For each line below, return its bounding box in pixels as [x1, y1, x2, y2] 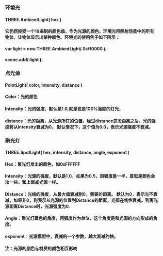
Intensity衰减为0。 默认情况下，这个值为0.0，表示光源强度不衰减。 [17, 124, 153, 129]
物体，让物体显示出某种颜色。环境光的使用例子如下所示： [5, 34, 120, 40]
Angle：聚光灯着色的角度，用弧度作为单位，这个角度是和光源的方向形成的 [5, 215, 154, 221]
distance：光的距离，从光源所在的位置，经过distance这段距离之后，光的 [5, 118, 152, 124]
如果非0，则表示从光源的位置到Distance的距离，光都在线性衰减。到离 [13, 197, 154, 203]
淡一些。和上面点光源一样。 [5, 179, 61, 185]
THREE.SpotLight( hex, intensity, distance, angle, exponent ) [5, 149, 130, 156]
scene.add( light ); [5, 57, 43, 63]
